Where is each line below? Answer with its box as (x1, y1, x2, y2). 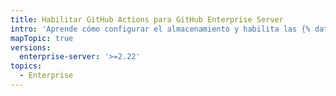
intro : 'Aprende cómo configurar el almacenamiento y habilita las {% (10, 24, 311, 34)
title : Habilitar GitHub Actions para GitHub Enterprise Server (10, 14, 284, 25)
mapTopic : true (10, 33, 74, 43)
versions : (10, 42, 52, 53)
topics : (10, 61, 43, 71)
